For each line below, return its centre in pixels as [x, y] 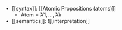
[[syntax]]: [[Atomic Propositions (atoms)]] [64, 9]
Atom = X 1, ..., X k [41, 15]
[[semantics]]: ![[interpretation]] [51, 21]
